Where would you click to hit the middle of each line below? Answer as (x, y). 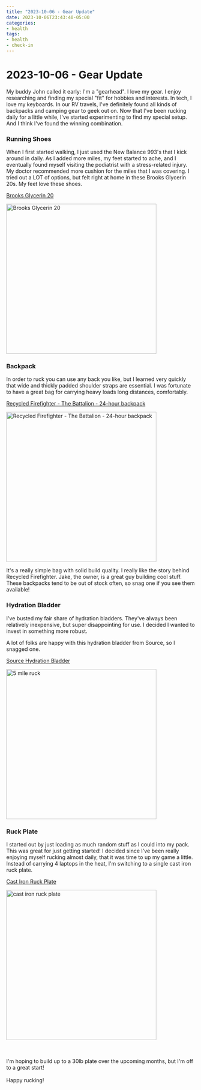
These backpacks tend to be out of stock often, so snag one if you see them (100, 583)
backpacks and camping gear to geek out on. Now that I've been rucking (97, 110)
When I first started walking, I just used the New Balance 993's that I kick (97, 152)
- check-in (20, 46)
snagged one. (23, 649)
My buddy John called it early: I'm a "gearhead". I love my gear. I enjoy (94, 91)
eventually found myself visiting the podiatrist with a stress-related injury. (97, 165)
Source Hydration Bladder (38, 660)
